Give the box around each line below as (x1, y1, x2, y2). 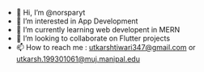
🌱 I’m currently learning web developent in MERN (15, 25, 181, 34)
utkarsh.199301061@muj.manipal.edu (15, 54, 140, 64)
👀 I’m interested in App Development (15, 16, 138, 26)
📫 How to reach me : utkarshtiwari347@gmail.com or (15, 43, 196, 52)
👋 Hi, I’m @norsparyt (15, 8, 86, 17)
